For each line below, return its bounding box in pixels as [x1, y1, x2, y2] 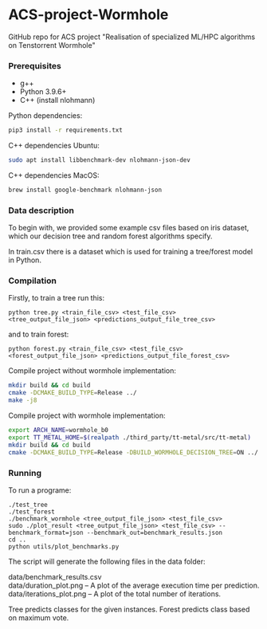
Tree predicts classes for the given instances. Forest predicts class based [8, 604, 250, 614]
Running [8, 467, 42, 478]
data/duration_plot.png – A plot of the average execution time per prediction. [8, 580, 260, 590]
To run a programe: [8, 485, 72, 495]
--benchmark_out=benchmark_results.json [86, 529, 223, 537]
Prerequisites [8, 60, 61, 71]
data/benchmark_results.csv [8, 572, 102, 581]
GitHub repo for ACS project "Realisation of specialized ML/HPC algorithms [8, 32, 256, 41]
